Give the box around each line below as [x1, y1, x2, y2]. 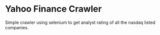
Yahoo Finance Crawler [5, 3, 102, 15]
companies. [5, 24, 29, 30]
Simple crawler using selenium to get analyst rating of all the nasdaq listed [5, 19, 156, 25]
